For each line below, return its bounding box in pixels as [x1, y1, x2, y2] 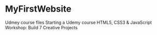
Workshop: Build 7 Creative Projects [5, 24, 78, 30]
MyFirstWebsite [5, 3, 72, 15]
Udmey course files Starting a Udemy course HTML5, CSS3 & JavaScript [5, 19, 152, 25]
